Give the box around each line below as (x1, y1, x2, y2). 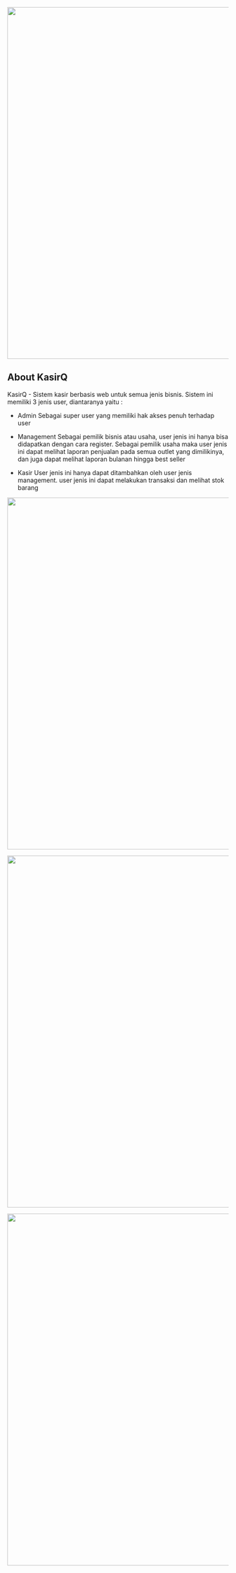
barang (17, 483, 39, 492)
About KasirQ (7, 372, 68, 384)
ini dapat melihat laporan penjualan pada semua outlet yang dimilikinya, (17, 447, 225, 455)
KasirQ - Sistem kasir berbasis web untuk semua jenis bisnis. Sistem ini (7, 390, 214, 398)
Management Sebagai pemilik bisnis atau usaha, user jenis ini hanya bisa (17, 432, 228, 441)
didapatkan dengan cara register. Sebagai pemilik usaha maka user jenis (17, 440, 228, 448)
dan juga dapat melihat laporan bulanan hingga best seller (17, 455, 186, 463)
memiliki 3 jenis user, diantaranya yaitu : (7, 398, 123, 406)
